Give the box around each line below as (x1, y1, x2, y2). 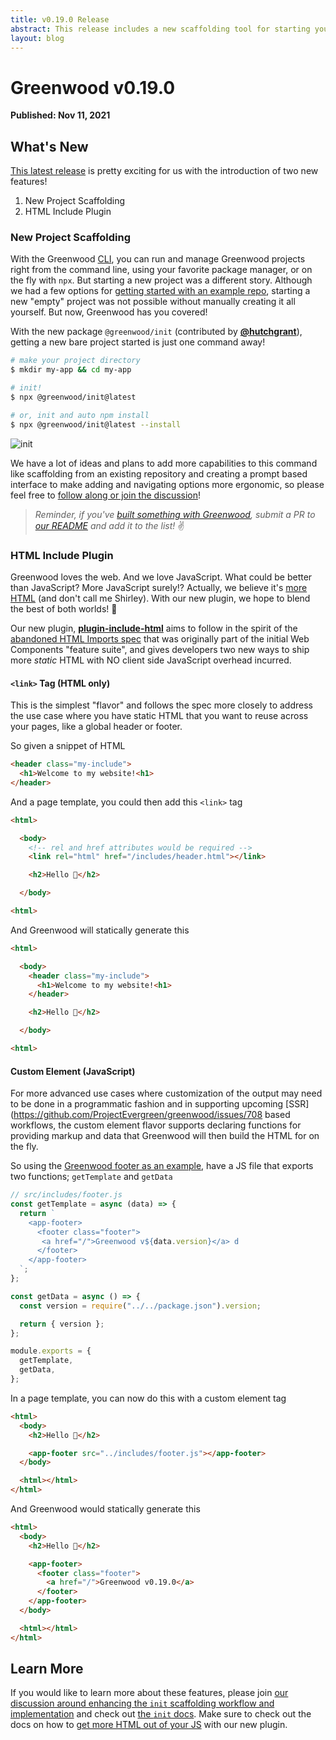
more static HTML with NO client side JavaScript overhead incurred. (10, 654, 292, 666)
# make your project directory (10, 356, 141, 366)
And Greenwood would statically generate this (10, 1503, 201, 1515)
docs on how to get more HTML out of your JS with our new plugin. (10, 1719, 288, 1731)
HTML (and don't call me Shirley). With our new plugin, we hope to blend (10, 592, 311, 604)
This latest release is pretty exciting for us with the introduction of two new (10, 165, 319, 177)
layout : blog (10, 33, 65, 43)
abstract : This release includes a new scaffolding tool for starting (10, 24, 311, 34)
